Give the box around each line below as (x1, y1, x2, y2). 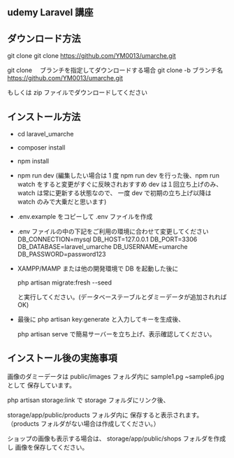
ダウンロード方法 (7, 32, 81, 44)
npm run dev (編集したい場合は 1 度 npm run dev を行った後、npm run (17, 171, 220, 180)
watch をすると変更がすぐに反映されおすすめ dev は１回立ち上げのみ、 (17, 180, 222, 189)
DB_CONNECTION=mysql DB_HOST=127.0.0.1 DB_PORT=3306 (17, 235, 198, 243)
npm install (17, 157, 50, 166)
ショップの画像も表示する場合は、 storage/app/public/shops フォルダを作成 (7, 434, 226, 443)
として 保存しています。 (7, 380, 75, 389)
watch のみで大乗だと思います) (17, 198, 107, 206)
